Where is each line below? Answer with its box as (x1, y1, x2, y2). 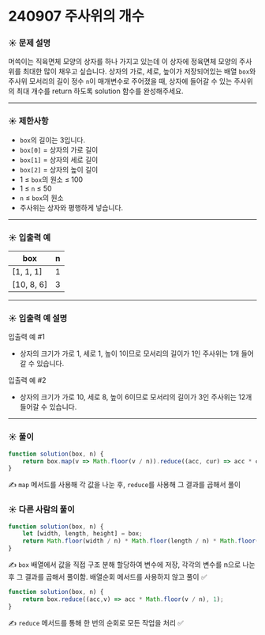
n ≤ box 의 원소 (19, 193, 65, 202)
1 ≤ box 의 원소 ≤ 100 (19, 175, 84, 184)
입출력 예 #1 (8, 332, 45, 342)
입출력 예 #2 (8, 376, 47, 385)
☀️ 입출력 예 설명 (8, 313, 68, 323)
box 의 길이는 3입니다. (19, 135, 85, 145)
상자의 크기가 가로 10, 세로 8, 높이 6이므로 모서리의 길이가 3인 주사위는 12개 (19, 392, 252, 402)
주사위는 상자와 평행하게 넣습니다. (19, 202, 124, 212)
